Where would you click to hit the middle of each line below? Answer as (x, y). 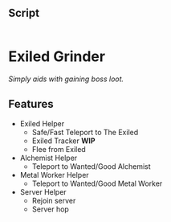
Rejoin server (54, 200)
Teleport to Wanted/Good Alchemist (91, 166)
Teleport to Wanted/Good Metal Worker (97, 183)
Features (31, 104)
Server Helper (43, 191)
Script (24, 13)
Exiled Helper (42, 123)
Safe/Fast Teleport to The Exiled (85, 132)
